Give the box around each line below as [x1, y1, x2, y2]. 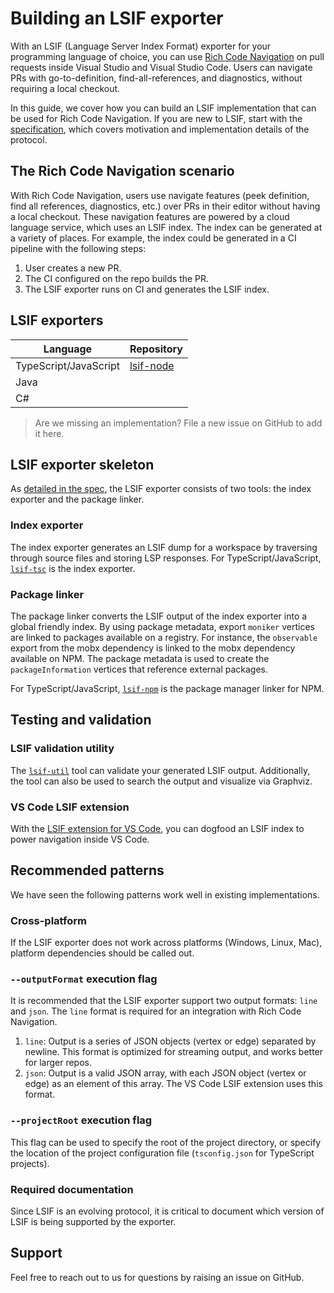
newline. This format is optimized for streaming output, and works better [24, 1046, 324, 1058]
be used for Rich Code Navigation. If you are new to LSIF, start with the [10, 112, 303, 124]
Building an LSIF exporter [10, 7, 224, 30]
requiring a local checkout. [10, 82, 121, 94]
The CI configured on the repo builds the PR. [24, 272, 210, 284]
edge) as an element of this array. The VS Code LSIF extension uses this [24, 1078, 323, 1090]
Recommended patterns [10, 862, 165, 879]
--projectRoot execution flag [10, 1113, 153, 1127]
